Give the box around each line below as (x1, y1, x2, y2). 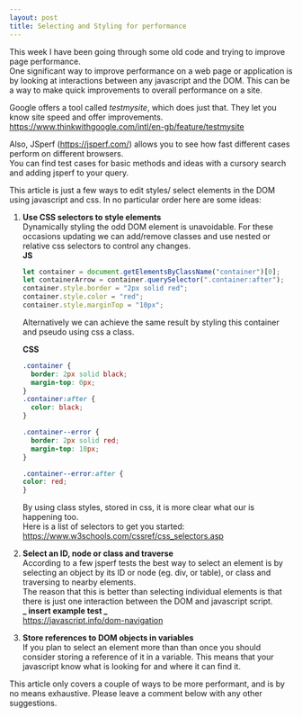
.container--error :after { (22, 469, 124, 478)
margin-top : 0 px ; (31, 378, 96, 387)
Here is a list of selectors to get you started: (22, 521, 185, 532)
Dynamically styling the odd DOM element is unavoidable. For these (22, 221, 274, 232)
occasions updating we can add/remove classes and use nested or (22, 230, 271, 241)
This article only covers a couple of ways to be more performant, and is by (9, 678, 286, 689)
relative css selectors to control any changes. (22, 240, 191, 251)
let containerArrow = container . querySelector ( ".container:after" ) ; (22, 275, 285, 284)
